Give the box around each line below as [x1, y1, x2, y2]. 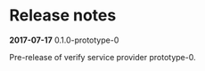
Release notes [9, 5, 117, 26]
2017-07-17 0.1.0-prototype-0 [9, 35, 119, 45]
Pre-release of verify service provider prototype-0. [9, 51, 196, 62]
